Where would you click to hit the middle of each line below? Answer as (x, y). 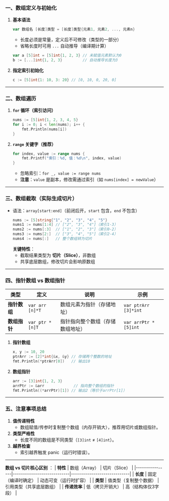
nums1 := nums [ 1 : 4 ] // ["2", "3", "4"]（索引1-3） (65, 225)
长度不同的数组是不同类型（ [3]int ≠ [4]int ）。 (68, 440)
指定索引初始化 (28, 70)
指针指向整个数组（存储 (88, 321)
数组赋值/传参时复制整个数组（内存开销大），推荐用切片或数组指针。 (90, 427)
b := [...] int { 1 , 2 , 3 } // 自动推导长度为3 (65, 60)
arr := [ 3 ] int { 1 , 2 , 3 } (37, 381)
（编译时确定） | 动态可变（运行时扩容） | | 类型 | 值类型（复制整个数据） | (82, 480)
